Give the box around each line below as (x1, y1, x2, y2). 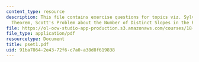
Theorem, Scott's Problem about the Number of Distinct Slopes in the (11, 19, 190, 25)
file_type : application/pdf (6, 31, 76, 37)
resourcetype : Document (6, 36, 65, 42)
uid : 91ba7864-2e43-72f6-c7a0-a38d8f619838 (6, 47, 115, 53)
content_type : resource (6, 8, 65, 15)
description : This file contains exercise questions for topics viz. (6, 14, 182, 20)
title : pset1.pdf (6, 42, 49, 48)
